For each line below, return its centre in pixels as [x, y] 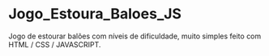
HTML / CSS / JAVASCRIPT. [55, 44]
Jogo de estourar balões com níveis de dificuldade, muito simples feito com [135, 36]
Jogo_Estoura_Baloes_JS [95, 14]
